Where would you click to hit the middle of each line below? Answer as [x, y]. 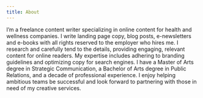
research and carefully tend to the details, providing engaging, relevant [96, 49]
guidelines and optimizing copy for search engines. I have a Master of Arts [100, 62]
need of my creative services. [44, 88]
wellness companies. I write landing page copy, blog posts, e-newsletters [99, 36]
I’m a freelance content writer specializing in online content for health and [99, 29]
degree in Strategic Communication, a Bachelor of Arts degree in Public [96, 69]
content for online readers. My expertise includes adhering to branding [95, 55]
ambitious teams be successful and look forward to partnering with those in [102, 81]
